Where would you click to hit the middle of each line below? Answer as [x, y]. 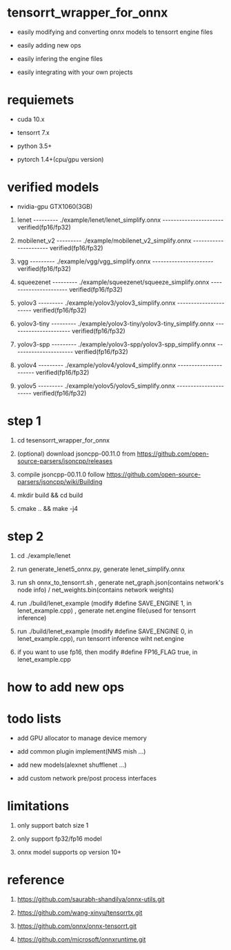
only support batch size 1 [53, 825]
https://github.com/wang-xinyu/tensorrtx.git [80, 912]
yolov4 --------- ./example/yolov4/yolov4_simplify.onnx [97, 365]
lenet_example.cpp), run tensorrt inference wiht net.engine [101, 638]
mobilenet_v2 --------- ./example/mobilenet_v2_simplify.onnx [104, 241]
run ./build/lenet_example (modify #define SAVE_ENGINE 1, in [104, 603]
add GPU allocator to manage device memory [82, 738]
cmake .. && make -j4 [47, 508]
